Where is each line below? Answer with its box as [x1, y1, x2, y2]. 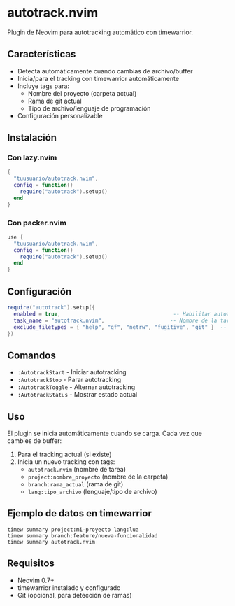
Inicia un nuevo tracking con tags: [17, 458, 115, 466]
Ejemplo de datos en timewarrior [7, 507, 152, 519]
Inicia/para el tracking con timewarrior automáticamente [17, 74, 180, 83]
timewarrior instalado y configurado [17, 583, 121, 592]
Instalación [7, 132, 57, 144]
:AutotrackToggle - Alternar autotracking [17, 383, 135, 391]
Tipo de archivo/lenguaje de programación [27, 104, 151, 113]
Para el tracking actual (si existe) [17, 450, 112, 459]
